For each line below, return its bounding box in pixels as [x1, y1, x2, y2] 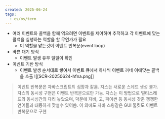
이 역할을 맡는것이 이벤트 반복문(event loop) [19, 43, 105, 49]
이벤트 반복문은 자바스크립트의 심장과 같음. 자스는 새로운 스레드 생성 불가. [17, 84, 159, 90]
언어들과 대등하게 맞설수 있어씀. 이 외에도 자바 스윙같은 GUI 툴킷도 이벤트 [17, 102, 158, 108]
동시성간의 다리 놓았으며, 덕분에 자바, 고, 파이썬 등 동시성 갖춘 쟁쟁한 [26, 96, 158, 102]
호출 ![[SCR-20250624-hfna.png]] [25, 73, 94, 79]
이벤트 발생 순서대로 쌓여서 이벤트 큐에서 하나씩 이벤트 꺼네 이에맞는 [19, 67, 151, 73]
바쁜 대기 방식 [12, 49, 39, 55]
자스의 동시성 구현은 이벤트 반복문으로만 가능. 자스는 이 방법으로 [17, 90, 140, 96]
